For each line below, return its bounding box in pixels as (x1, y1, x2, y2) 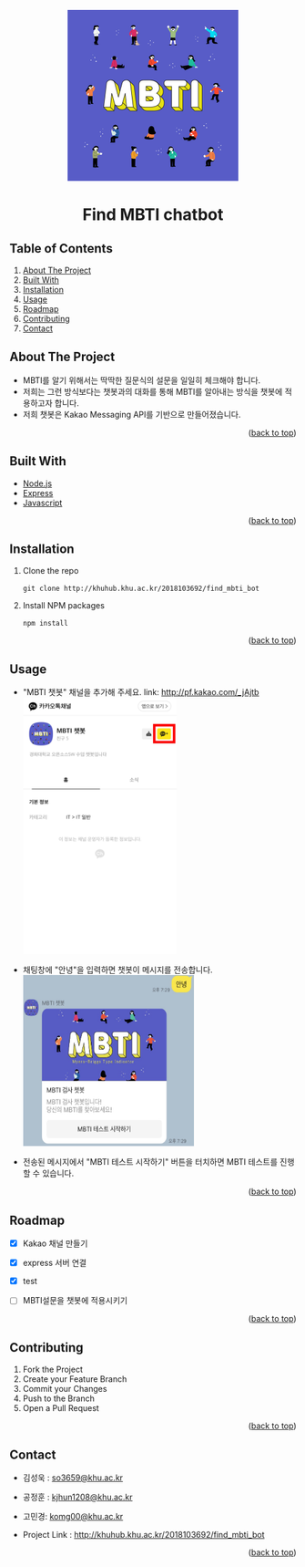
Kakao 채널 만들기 (22, 1238, 88, 1249)
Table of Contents (9, 241, 114, 256)
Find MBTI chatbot (82, 204, 224, 225)
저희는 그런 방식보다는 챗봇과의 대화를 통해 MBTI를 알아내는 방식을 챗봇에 (22, 386, 283, 397)
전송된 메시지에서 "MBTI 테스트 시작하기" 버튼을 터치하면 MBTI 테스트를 (22, 1157, 278, 1167)
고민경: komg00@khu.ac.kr (22, 1510, 124, 1521)
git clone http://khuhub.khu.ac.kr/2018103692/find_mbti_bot (22, 584, 260, 594)
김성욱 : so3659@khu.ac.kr (22, 1472, 124, 1483)
